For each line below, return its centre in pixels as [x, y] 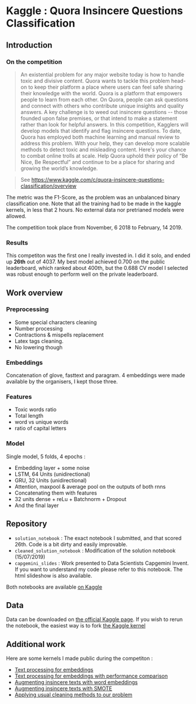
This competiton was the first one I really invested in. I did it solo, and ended [98, 256]
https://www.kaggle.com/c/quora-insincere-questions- [98, 179]
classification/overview [48, 186]
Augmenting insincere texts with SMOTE [63, 689]
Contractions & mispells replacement [59, 335]
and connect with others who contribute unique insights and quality [102, 106]
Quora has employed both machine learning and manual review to [100, 137]
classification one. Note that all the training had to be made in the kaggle [94, 203]
